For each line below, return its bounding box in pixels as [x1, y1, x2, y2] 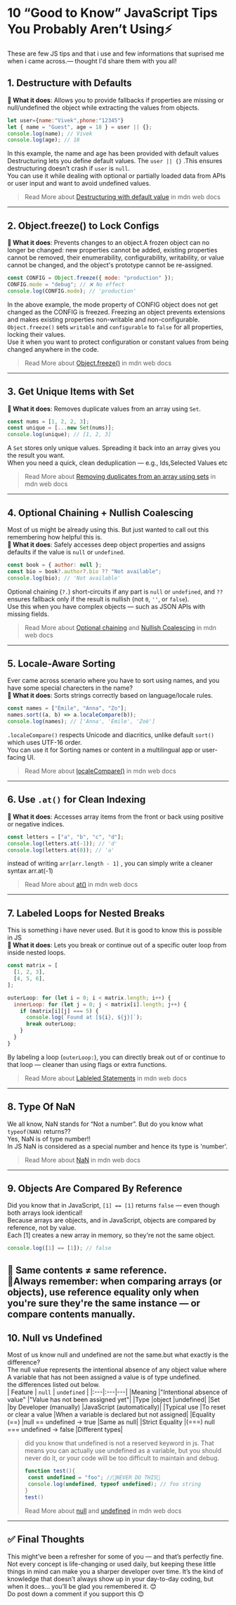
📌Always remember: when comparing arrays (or [7, 1275, 223, 1287]
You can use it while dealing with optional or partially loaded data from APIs [7, 172, 226, 180]
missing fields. [7, 610, 49, 618]
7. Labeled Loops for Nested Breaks [7, 907, 165, 919]
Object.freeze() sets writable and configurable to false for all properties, [7, 322, 223, 331]
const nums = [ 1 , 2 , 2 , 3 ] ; [7, 418, 90, 425]
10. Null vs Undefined [7, 1332, 103, 1344]
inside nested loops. [7, 948, 66, 957]
